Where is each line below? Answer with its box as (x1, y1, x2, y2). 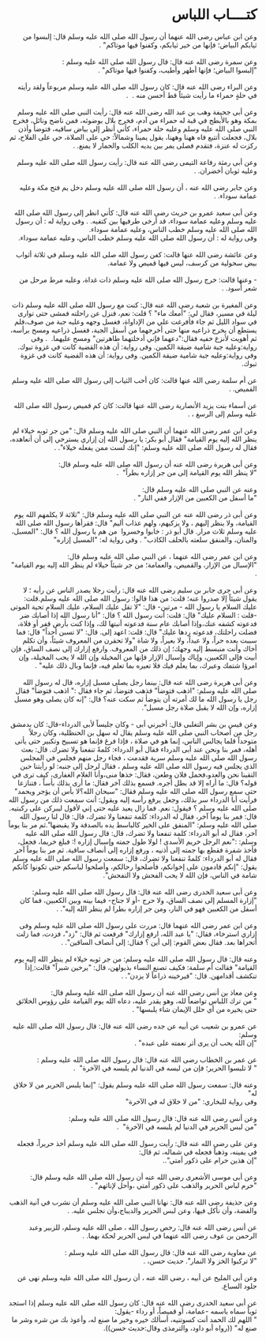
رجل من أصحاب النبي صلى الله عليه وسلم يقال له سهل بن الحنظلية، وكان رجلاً (28, 728, 257, 737)
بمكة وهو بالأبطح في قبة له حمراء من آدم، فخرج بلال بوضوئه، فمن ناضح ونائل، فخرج (12, 115, 257, 125)
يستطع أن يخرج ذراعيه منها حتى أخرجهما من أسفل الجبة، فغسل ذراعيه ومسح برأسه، (10, 325, 257, 335)
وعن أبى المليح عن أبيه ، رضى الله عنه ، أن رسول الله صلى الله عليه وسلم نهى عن (17, 1272, 257, 1282)
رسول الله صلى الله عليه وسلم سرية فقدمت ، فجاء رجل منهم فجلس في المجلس (20, 752, 257, 762)
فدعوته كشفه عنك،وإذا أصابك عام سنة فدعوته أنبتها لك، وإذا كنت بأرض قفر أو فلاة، (17, 618, 257, 628)
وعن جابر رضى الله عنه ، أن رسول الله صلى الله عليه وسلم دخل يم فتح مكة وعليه (19, 182, 257, 192)
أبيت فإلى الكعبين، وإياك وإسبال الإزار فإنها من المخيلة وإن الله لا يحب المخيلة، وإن (18, 652, 257, 661)
